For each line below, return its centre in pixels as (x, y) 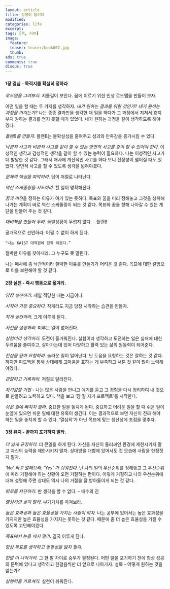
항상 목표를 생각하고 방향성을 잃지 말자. (44, 547)
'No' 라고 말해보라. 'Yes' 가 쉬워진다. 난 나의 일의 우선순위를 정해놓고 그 (76, 468)
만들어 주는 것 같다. (33, 211)
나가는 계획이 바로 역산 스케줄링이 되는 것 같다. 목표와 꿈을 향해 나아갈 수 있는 (82, 205)
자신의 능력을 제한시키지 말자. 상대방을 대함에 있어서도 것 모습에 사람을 (80, 451)
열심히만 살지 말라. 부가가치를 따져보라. (44, 502)
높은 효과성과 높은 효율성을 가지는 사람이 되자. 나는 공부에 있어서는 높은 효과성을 (84, 512)
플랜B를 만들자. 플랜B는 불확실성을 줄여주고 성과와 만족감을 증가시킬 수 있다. (80, 136)
